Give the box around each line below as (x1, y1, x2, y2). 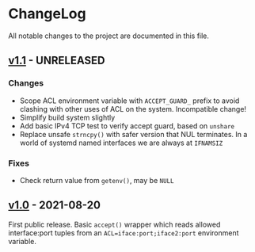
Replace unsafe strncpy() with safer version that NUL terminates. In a (19, 129, 248, 139)
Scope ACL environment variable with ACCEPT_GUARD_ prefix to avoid (19, 96, 240, 105)
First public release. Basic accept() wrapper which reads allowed (8, 220, 221, 229)
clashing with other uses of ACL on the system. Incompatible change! (19, 104, 247, 113)
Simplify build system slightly (19, 113, 116, 122)
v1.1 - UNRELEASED (8, 54, 105, 67)
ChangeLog (8, 5, 86, 23)
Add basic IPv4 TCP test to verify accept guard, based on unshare (19, 120, 235, 131)
